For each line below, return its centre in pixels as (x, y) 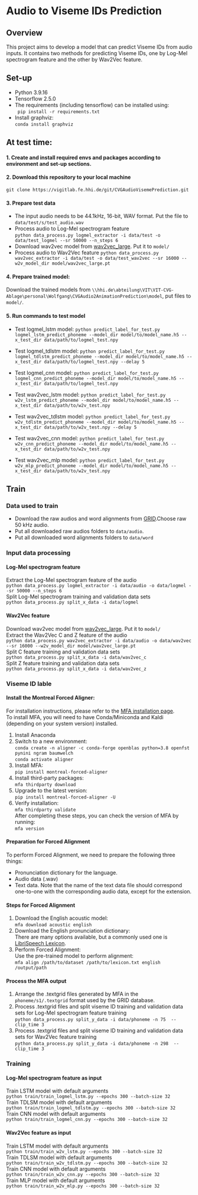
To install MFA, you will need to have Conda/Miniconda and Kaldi (85, 717)
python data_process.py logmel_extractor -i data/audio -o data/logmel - (99, 586)
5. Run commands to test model (46, 316)
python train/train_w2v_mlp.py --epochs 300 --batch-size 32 (83, 1186)
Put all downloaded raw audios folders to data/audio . (79, 532)
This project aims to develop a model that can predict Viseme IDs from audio (99, 47)
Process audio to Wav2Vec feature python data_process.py (87, 253)
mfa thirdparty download (45, 785)
